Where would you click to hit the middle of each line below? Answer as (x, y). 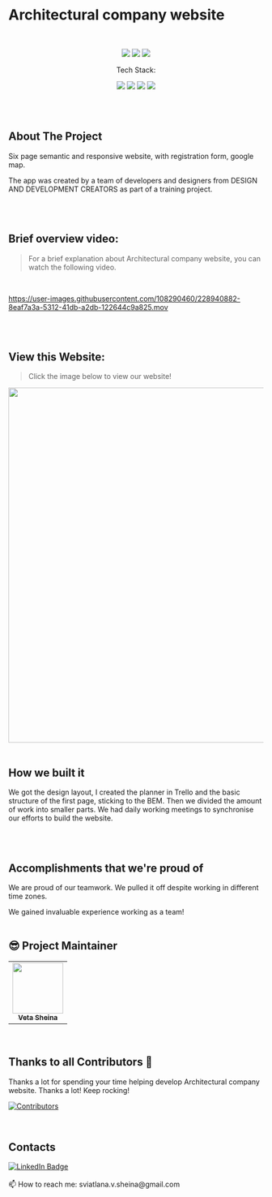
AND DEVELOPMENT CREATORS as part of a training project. (110, 189)
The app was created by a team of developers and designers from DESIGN (133, 180)
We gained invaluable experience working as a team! (96, 912)
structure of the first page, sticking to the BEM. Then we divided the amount (135, 801)
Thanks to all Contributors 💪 (81, 1062)
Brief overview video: (64, 239)
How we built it (47, 773)
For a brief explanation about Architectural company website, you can (144, 258)
